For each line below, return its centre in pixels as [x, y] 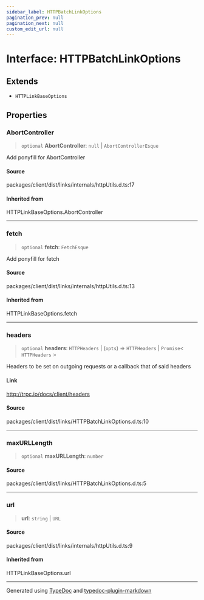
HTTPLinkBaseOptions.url [39, 573]
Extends [22, 81]
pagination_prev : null [35, 18]
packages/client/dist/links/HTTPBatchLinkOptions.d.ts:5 [76, 483]
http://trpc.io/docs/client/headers [48, 394]
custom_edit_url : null [35, 29]
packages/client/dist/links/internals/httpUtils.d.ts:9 [70, 545]
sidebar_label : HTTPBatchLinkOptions [54, 12]
